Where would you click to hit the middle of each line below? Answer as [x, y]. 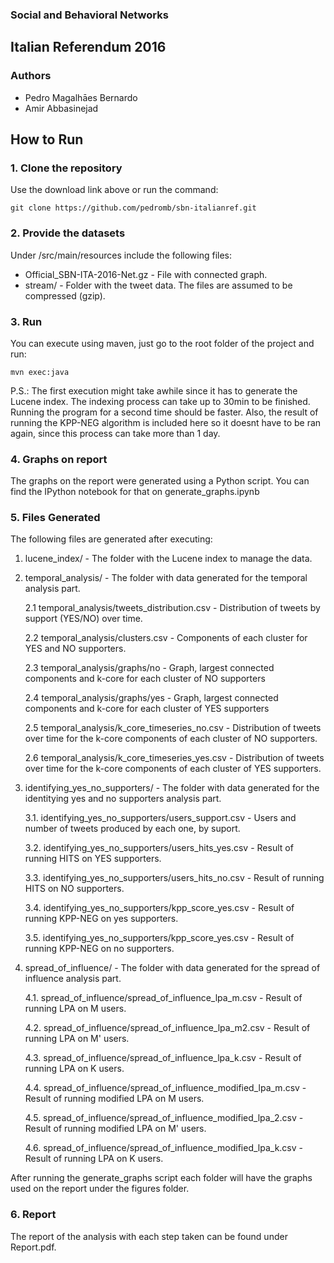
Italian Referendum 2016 [88, 47]
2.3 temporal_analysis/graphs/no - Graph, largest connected [149, 668]
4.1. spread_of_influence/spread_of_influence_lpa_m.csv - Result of [163, 998]
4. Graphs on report [59, 459]
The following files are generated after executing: [111, 539]
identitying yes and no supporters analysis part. [123, 799]
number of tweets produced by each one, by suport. [132, 829]
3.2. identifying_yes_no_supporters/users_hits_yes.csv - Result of [159, 848]
